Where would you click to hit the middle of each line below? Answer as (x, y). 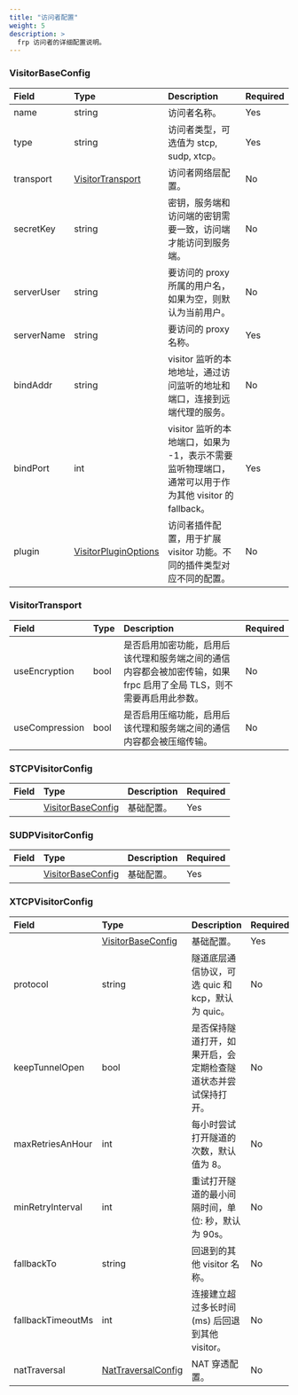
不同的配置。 (204, 578)
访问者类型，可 (199, 129)
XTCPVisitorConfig (51, 902)
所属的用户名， (199, 286)
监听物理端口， (199, 468)
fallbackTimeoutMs (54, 1320)
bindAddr (33, 385)
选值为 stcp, (193, 143)
